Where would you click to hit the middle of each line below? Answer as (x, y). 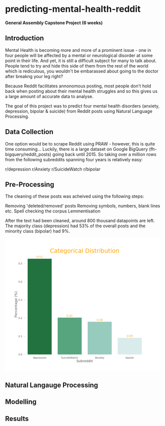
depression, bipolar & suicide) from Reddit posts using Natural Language (79, 111)
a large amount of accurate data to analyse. (49, 96)
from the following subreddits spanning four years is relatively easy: (74, 159)
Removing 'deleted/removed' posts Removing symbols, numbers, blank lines (83, 206)
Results (17, 418)
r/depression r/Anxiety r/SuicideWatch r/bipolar (53, 169)
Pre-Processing (30, 184)
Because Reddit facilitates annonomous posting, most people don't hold (78, 86)
